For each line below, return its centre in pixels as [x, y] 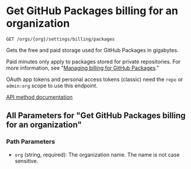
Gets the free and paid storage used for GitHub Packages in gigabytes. [93, 50]
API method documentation [39, 97]
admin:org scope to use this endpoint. [52, 85]
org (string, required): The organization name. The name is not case [97, 154]
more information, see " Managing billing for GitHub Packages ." [83, 68]
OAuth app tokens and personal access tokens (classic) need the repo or [95, 79]
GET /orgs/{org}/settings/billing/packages [61, 39]
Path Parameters [30, 142]
